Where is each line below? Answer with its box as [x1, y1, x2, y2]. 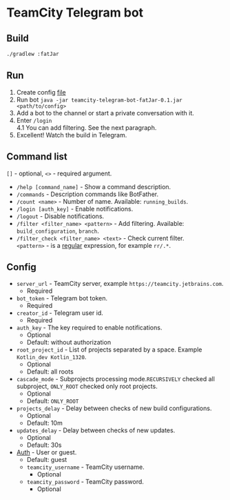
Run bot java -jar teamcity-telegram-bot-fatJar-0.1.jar [16, 95, 183, 104]
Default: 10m [26, 419, 63, 427]
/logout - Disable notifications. [16, 212, 105, 220]
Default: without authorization [26, 338, 112, 347]
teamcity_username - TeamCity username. [26, 463, 145, 471]
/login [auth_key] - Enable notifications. [16, 204, 134, 213]
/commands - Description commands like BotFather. [16, 190, 159, 198]
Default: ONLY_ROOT [26, 397, 79, 405]
